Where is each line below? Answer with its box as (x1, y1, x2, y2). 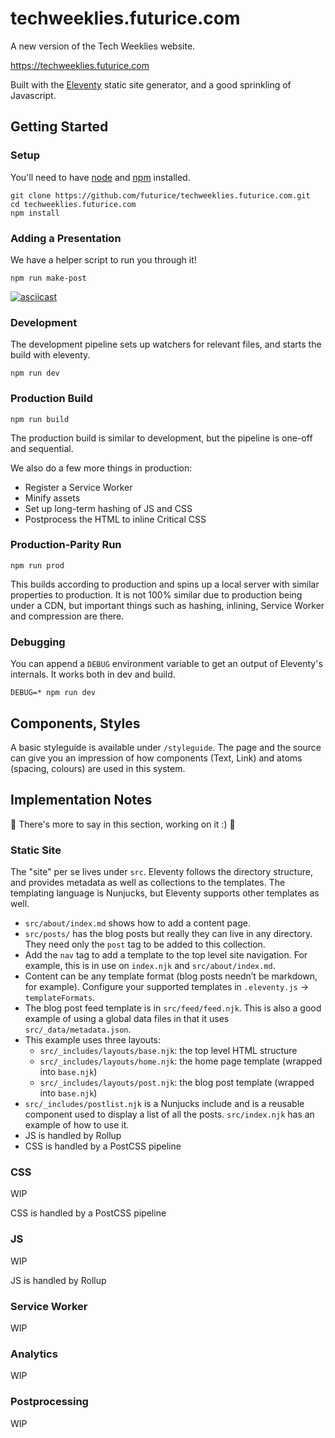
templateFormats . (24, 992, 96, 1004)
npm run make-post (10, 273, 87, 283)
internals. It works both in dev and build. (10, 668, 176, 681)
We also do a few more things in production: (10, 462, 193, 474)
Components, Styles (10, 715, 141, 732)
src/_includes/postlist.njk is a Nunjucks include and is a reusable (24, 1098, 305, 1110)
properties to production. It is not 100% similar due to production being (10, 588, 303, 601)
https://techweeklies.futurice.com (10, 59, 150, 71)
